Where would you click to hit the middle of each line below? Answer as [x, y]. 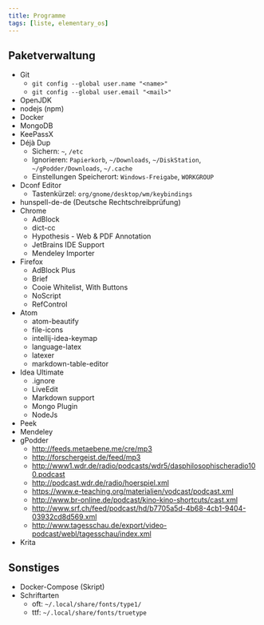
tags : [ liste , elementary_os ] [59, 23]
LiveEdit [45, 390]
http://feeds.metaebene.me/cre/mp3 [92, 449]
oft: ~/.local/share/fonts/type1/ [87, 604]
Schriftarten [39, 595]
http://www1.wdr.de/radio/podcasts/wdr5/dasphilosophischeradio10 [144, 466]
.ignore [43, 381]
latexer [43, 355]
